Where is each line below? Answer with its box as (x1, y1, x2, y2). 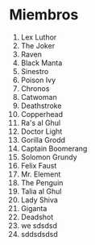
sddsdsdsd (20, 229, 59, 239)
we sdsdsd (20, 220, 57, 230)
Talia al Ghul (20, 186, 62, 196)
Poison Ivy (20, 75, 56, 85)
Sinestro (20, 66, 49, 76)
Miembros (9, 6, 79, 24)
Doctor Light (20, 127, 63, 136)
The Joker (20, 40, 56, 50)
